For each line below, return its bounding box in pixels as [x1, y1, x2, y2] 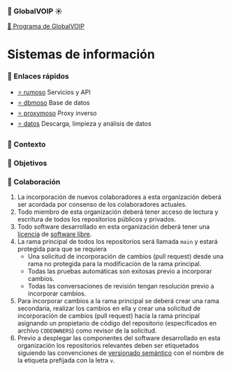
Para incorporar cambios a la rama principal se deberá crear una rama [17, 296, 220, 305]
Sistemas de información [7, 47, 156, 62]
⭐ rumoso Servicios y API [17, 87, 91, 96]
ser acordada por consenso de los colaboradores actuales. [17, 200, 187, 208]
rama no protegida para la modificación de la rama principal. [27, 259, 202, 268]
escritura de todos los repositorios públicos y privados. [17, 214, 177, 223]
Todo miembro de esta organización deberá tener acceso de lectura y [17, 208, 218, 216]
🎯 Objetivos [7, 158, 47, 168]
